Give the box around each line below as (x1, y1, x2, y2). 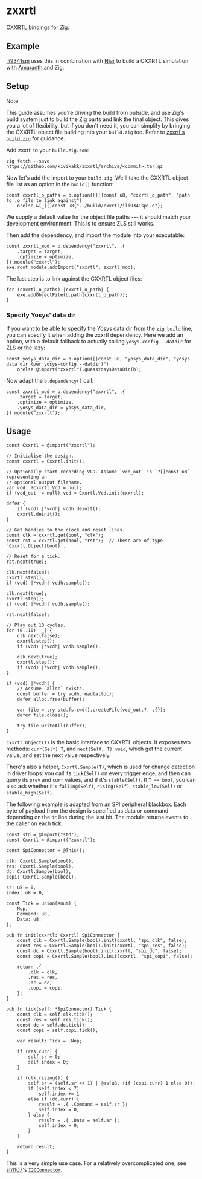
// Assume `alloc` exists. (17, 686, 85, 692)
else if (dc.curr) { (28, 1096, 80, 1102)
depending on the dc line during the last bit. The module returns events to (6, 813, 189, 820)
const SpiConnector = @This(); (6, 847, 85, 853)
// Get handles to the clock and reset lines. (6, 527, 125, 533)
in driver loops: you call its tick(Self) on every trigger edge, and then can (6, 769, 191, 777)
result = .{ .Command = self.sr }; (38, 1101, 128, 1107)
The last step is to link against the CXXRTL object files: (6, 274, 142, 282)
